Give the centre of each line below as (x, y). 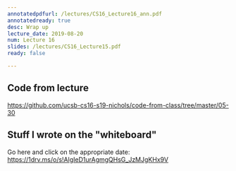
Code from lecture (48, 88)
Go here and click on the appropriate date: (69, 152)
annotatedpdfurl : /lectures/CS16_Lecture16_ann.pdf (85, 14)
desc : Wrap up (28, 27)
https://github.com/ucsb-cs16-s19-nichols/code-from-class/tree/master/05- (118, 105)
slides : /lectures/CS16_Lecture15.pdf (64, 47)
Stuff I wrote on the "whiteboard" (82, 135)
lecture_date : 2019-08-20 (45, 34)
